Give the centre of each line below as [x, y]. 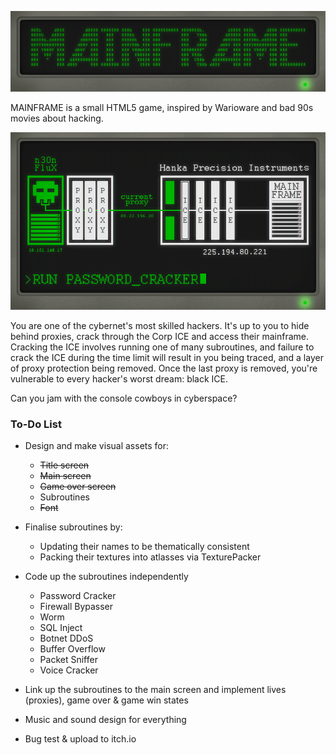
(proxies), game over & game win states [106, 700]
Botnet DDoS [66, 638]
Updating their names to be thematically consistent [144, 546]
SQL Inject [61, 627]
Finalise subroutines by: [73, 527]
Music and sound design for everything [105, 719]
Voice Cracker [69, 670]
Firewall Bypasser [76, 606]
